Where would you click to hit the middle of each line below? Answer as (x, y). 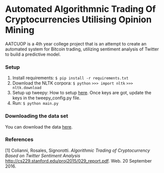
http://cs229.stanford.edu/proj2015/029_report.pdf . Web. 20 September (79, 161)
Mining (20, 30)
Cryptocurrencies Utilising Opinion (79, 20)
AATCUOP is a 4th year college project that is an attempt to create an (76, 43)
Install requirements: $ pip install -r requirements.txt (70, 78)
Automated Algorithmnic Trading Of (81, 9)
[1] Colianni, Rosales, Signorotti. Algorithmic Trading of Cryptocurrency (78, 150)
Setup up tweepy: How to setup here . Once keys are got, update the (82, 93)
